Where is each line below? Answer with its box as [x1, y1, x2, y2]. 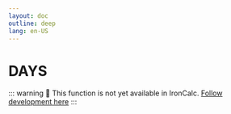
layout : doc [8, 11, 48, 20]
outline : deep [8, 19, 57, 27]
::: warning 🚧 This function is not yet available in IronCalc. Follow [8, 88, 223, 98]
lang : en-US [8, 27, 48, 35]
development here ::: [8, 97, 78, 107]
